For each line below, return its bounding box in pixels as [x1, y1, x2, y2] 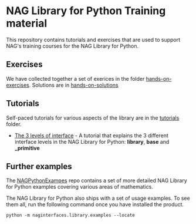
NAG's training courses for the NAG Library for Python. [6, 42, 139, 50]
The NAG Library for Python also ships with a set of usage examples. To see [6, 195, 190, 202]
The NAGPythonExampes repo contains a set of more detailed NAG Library [6, 177, 188, 184]
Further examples [6, 161, 72, 172]
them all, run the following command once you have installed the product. [6, 201, 184, 208]
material [6, 17, 48, 30]
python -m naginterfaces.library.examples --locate [6, 212, 135, 219]
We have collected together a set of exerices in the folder [6, 75, 145, 82]
